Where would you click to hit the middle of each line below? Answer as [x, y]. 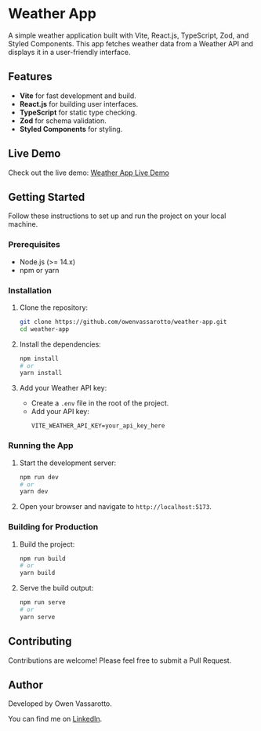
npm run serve [42, 602]
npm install [39, 358]
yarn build [37, 573]
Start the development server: [68, 463]
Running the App [41, 446]
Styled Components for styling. [71, 129]
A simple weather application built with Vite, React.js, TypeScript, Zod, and [129, 35]
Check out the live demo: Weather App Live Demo [89, 173]
